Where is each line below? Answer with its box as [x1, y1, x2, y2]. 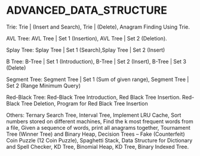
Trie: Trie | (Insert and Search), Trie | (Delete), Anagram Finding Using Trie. [6, 23, 190, 30]
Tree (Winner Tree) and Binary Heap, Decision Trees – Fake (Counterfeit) [6, 130, 185, 138]
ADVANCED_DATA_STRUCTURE [6, 4, 167, 17]
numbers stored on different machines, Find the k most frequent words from [6, 117, 193, 125]
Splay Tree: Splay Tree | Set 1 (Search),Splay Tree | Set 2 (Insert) [6, 46, 165, 54]
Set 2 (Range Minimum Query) [6, 82, 81, 89]
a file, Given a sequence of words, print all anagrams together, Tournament [6, 124, 191, 131]
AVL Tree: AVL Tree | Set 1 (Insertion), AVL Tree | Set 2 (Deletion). [6, 35, 167, 42]
